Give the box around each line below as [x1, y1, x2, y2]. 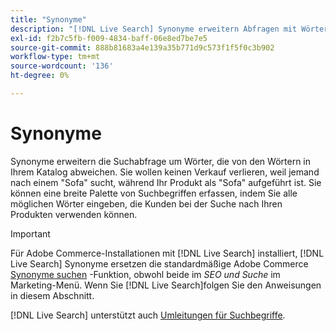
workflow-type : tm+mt [10, 52, 101, 62]
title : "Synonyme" [10, 14, 87, 25]
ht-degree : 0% [10, 71, 70, 81]
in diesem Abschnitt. [10, 289, 95, 301]
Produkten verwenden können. [10, 208, 138, 220]
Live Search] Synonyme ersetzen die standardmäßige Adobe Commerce [10, 257, 309, 270]
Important [10, 227, 51, 240]
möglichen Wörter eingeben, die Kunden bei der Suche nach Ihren [10, 197, 283, 210]
